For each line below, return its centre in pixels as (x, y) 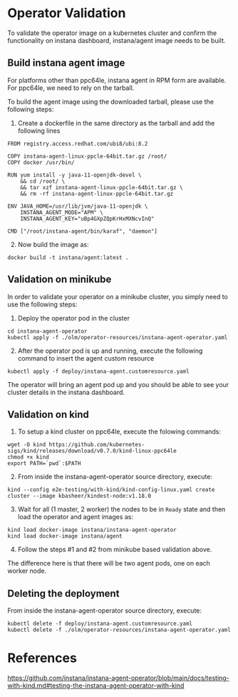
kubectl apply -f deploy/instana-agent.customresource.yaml (99, 371)
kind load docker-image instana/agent (65, 536)
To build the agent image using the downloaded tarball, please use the (110, 101)
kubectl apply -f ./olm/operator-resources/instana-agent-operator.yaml (118, 337)
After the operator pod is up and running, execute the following (110, 351)
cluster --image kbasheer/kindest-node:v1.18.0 (79, 496)
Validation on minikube (59, 280)
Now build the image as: (53, 244)
